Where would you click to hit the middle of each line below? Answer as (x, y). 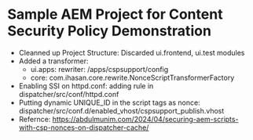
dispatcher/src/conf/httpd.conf (69, 94)
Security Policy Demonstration (109, 31)
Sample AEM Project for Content (115, 14)
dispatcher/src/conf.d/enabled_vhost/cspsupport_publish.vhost (121, 110)
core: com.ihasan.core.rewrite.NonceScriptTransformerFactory (132, 77)
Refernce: (35, 119)
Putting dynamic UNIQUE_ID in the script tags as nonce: (110, 102)
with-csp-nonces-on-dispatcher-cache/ (84, 127)
